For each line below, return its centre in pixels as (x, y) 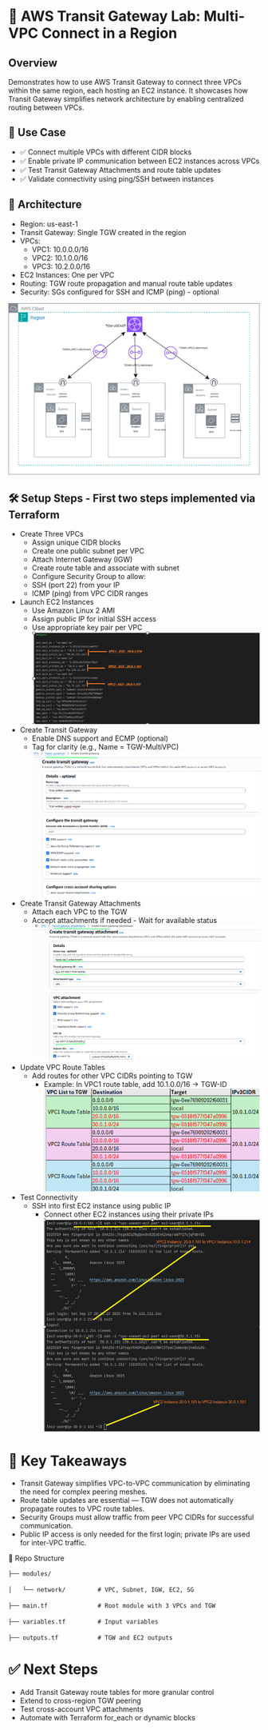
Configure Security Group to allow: (89, 576)
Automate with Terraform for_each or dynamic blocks (107, 1717)
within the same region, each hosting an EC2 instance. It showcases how (128, 90)
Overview (33, 63)
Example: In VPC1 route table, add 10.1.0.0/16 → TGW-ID (135, 1085)
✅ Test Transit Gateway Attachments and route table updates (120, 170)
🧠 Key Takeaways (68, 1461)
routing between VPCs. (46, 108)
